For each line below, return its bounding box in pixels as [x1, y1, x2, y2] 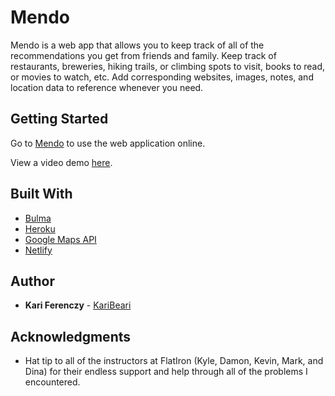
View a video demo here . [10, 156, 113, 168]
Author [10, 272, 55, 290]
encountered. [24, 376, 81, 388]
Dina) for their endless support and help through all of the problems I [24, 366, 308, 378]
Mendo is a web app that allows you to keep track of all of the [10, 39, 265, 51]
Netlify [24, 244, 53, 256]
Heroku [24, 222, 56, 235]
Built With [10, 186, 73, 203]
